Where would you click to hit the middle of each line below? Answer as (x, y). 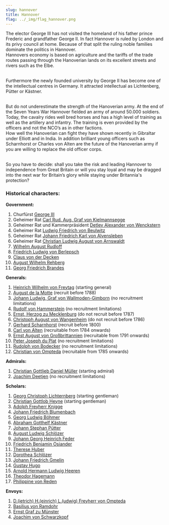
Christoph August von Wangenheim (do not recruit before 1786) (79, 319)
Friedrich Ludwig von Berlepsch (46, 252)
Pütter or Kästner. (24, 92)
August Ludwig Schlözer (38, 433)
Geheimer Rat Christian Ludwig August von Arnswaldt (69, 241)
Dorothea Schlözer (32, 455)
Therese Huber (29, 449)
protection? (18, 180)
